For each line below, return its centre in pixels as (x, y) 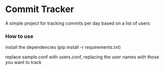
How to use (19, 36)
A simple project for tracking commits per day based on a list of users (78, 23)
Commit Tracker (40, 9)
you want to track (23, 62)
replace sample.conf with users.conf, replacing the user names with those (82, 57)
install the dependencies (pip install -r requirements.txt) (63, 47)
